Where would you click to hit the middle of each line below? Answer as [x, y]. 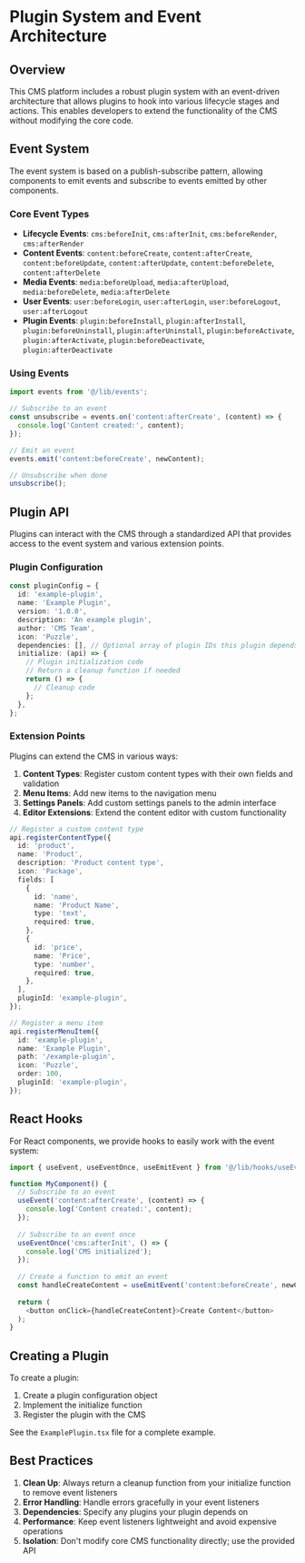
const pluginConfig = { [54, 586]
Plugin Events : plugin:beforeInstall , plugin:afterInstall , [134, 321]
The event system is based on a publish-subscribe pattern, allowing [136, 171]
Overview [38, 70]
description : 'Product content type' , [91, 863]
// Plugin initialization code [85, 662]
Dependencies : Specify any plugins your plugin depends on [135, 1511]
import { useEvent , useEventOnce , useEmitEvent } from [115, 1167]
